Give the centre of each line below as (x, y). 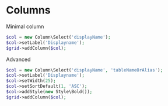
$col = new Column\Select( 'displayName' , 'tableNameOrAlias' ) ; (85, 70)
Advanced (18, 59)
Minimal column (25, 26)
